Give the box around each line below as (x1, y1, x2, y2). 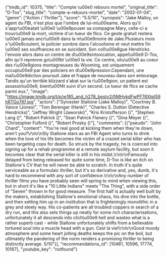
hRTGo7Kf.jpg (5, 99, 34, 104)
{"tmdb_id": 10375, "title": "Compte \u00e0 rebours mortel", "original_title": (5, 4, 158, 10)
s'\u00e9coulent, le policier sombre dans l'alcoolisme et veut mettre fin (5, 41, 151, 47)
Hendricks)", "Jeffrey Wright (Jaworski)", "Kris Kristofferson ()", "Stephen (5, 109, 155, 115)
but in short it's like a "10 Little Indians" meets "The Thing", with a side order (5, 183, 161, 189)
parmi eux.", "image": (5, 89, 49, 94)
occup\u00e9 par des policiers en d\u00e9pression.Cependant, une (5, 67, 145, 73)
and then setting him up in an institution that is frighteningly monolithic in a (5, 199, 158, 205)
